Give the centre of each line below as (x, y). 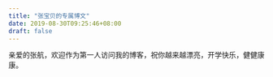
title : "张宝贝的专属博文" (49, 16)
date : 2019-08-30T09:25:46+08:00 (65, 24)
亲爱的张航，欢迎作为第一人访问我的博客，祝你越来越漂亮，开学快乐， (126, 55)
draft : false (30, 31)
